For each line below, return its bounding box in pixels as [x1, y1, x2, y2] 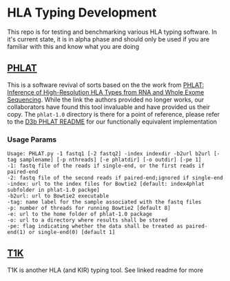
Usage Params [7, 135, 57, 144]
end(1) [7, 229, 26, 236]
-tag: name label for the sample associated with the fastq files [7, 199, 202, 206]
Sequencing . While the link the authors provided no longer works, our [7, 95, 205, 104]
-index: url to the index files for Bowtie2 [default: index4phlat [7, 181, 205, 188]
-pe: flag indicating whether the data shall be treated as [7, 223, 184, 230]
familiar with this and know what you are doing [7, 42, 140, 50]
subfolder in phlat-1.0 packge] [7, 186, 100, 194]
